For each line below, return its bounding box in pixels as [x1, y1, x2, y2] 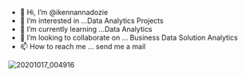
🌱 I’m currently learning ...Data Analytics [19, 25, 153, 33]
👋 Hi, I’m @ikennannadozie [19, 8, 109, 17]
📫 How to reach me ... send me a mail [19, 42, 146, 51]
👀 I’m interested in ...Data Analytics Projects [19, 16, 164, 25]
